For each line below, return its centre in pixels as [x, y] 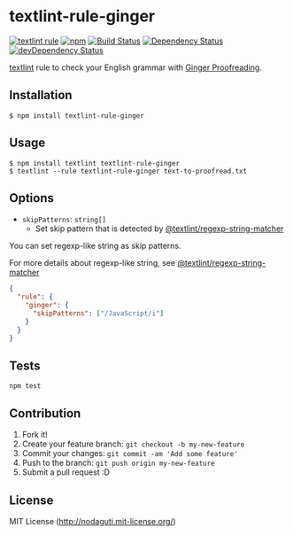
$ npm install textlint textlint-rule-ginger [94, 163]
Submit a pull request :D [66, 472]
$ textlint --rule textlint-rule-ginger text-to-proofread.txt [128, 171]
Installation [41, 95]
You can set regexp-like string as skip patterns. [95, 246]
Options [32, 198]
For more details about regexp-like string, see [92, 263]
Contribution [45, 413]
